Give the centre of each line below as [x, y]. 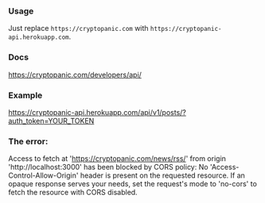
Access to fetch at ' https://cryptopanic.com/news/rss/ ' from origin [117, 159]
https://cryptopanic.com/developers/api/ [75, 75]
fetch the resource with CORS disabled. [73, 193]
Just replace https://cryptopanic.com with [78, 29]
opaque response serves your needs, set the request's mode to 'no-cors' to [132, 184]
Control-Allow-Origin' [43, 175]
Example [25, 95]
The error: [28, 141]
